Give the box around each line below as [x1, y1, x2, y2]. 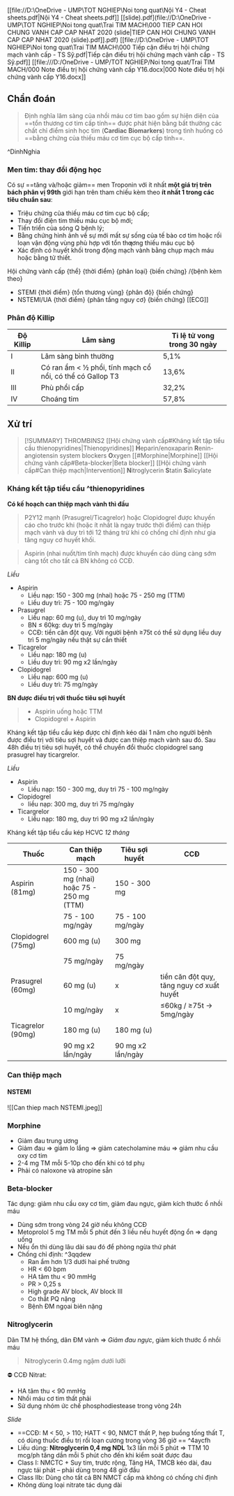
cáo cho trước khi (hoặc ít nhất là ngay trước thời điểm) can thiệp [24, 521, 211, 529]
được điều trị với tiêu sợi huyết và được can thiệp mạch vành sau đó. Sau [7, 735, 216, 743]
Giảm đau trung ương [17, 1136, 79, 1145]
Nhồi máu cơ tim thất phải [17, 1394, 92, 1402]
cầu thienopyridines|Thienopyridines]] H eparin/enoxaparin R [24, 444, 199, 453]
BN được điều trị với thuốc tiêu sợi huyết [7, 693, 125, 702]
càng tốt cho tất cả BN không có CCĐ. [24, 556, 134, 565]
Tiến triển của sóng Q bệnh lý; [17, 224, 104, 233]
